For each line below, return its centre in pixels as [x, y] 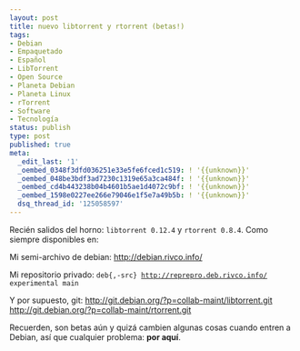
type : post [30, 136]
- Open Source [36, 77]
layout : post [34, 18]
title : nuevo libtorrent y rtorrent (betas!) [97, 26]
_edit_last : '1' [48, 161]
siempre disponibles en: [54, 239]
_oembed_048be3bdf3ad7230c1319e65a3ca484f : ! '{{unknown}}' [134, 178]
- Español [28, 60]
